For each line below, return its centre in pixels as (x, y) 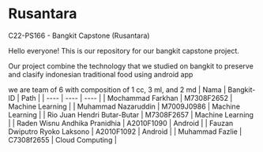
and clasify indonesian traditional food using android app (101, 74)
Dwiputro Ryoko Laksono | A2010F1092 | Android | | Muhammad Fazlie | (125, 132)
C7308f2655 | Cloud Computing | (62, 139)
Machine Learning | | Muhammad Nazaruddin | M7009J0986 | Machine (124, 106)
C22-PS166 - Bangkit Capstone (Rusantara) (79, 35)
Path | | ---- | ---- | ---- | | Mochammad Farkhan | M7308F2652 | (127, 98)
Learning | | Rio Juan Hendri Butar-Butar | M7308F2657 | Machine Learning (131, 114)
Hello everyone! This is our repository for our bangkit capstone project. (124, 50)
